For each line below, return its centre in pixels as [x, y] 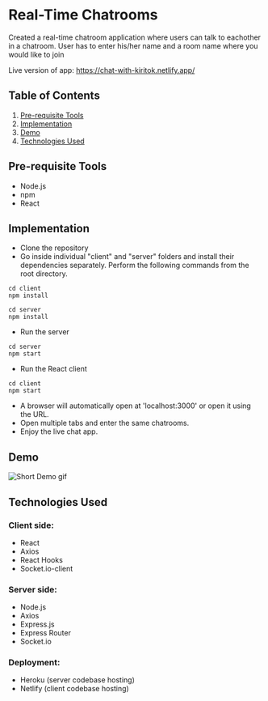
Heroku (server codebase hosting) [77, 680]
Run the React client [53, 369]
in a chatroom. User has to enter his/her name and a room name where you [133, 45]
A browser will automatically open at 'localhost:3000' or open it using [136, 406]
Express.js [37, 624]
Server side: [33, 589]
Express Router [45, 633]
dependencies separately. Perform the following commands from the [134, 266]
